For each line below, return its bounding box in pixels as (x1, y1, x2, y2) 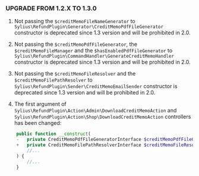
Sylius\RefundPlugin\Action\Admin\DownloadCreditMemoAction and (14, 107, 177, 114)
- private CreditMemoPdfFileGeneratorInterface (16, 137, 142, 143)
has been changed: (14, 120, 62, 127)
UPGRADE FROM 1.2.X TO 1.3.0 (5, 4, 97, 12)
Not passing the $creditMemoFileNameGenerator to (14, 18, 135, 25)
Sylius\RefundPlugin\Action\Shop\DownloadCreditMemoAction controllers (14, 113, 191, 120)
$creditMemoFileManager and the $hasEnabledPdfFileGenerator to (14, 47, 173, 54)
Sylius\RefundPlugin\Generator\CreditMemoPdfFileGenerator (14, 24, 164, 30)
